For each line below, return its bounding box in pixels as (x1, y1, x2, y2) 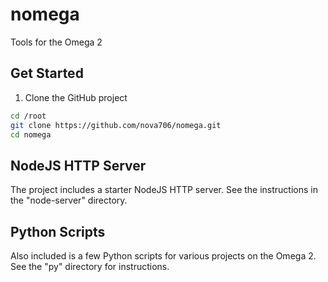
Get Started (10, 65, 84, 82)
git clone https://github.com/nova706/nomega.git (10, 120, 222, 130)
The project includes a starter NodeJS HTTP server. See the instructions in (10, 184, 318, 196)
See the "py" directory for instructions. (10, 261, 170, 272)
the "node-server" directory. (10, 194, 128, 207)
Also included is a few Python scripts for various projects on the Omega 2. (10, 250, 317, 262)
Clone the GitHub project (24, 91, 128, 103)
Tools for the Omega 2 (10, 36, 103, 48)
